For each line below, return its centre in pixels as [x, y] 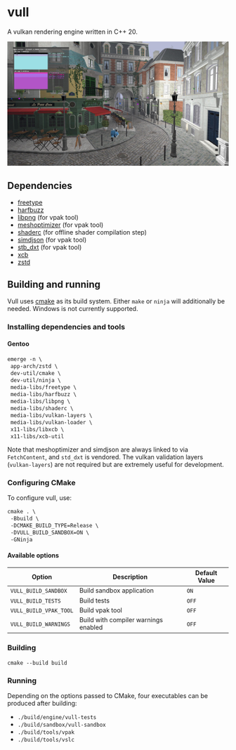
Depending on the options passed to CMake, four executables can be [108, 696]
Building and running [54, 284]
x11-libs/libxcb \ [37, 430]
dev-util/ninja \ [35, 381]
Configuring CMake [41, 483]
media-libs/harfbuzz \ [44, 395]
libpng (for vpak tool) [48, 218]
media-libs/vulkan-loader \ [51, 423]
